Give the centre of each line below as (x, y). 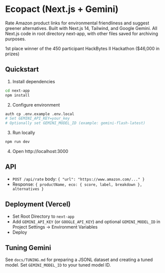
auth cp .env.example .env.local (40, 114)
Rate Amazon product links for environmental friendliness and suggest (77, 23)
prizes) (12, 54)
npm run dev (17, 142)
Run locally (24, 133)
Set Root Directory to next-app (43, 216)
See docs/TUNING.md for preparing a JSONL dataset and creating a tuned (79, 260)
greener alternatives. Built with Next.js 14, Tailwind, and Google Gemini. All (81, 28)
